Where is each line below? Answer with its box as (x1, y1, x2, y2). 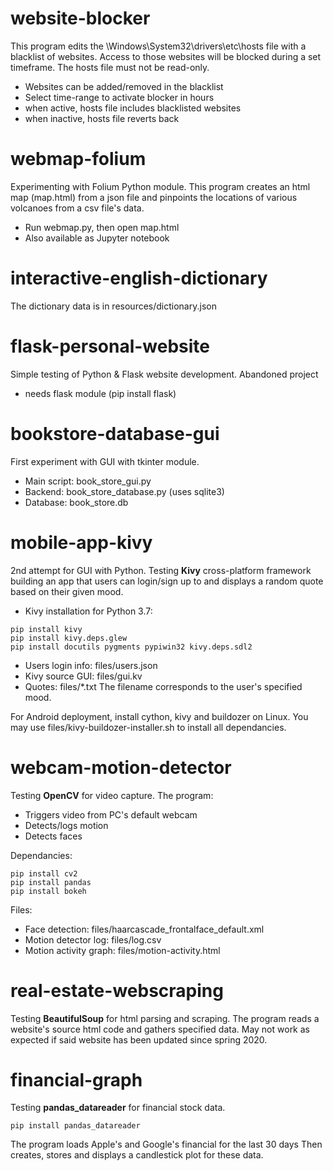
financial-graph (10, 1068, 143, 1091)
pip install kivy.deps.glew (10, 633, 128, 643)
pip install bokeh (10, 886, 87, 896)
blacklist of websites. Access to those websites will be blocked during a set (10, 50, 322, 62)
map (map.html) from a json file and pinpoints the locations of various (10, 191, 298, 203)
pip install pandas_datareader (10, 1121, 141, 1131)
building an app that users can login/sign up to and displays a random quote (10, 575, 324, 587)
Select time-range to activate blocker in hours (24, 91, 215, 103)
